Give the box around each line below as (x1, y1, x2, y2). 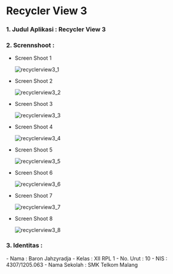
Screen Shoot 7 (14, 192, 53, 199)
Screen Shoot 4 (14, 123, 53, 131)
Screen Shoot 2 (14, 78, 53, 85)
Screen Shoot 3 (14, 101, 53, 108)
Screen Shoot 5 (14, 146, 53, 153)
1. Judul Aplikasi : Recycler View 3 (6, 25, 106, 34)
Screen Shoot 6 (14, 169, 53, 176)
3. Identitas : (6, 241, 43, 250)
